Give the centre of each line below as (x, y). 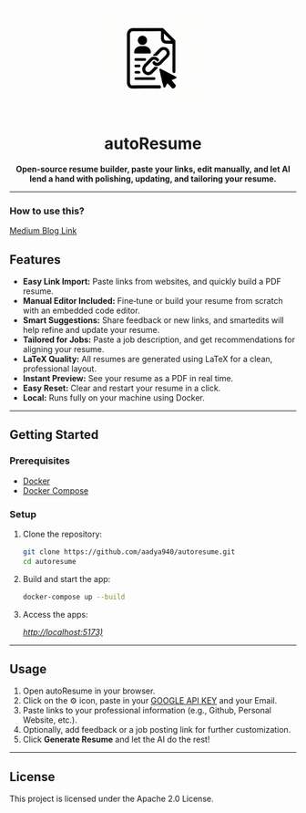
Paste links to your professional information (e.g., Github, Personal (147, 711)
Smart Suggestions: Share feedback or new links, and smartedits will (153, 320)
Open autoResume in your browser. (89, 691)
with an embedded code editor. (81, 311)
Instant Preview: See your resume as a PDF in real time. (128, 379)
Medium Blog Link (43, 231)
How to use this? (47, 211)
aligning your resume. (63, 349)
